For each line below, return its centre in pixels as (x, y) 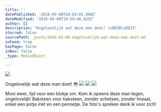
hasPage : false (21, 47)
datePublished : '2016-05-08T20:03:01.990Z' (51, 14)
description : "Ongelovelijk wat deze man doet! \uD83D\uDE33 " (71, 28)
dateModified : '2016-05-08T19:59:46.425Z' (50, 19)
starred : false (21, 33)
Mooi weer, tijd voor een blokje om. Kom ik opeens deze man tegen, (75, 94)
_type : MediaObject (25, 56)
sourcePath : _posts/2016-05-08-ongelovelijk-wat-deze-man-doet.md (76, 38)
